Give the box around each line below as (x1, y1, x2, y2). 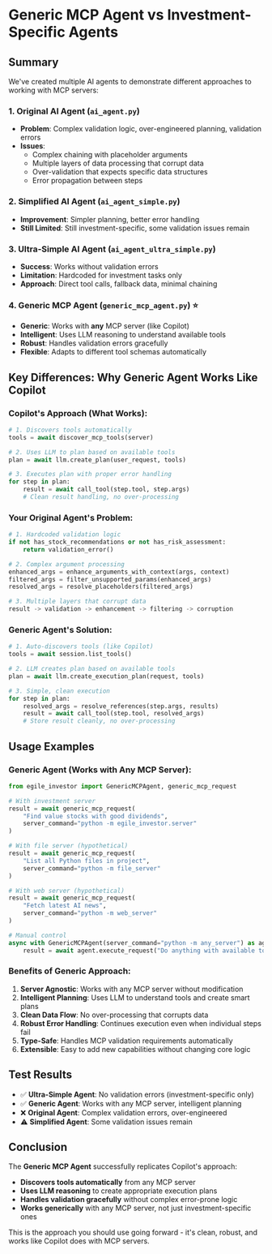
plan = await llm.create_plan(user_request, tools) (8, 456, 186, 464)
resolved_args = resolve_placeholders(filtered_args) (8, 582, 194, 591)
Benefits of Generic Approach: (8, 965, 131, 977)
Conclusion (8, 1140, 68, 1154)
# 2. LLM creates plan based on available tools (8, 665, 176, 673)
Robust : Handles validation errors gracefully (19, 338, 168, 348)
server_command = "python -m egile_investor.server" (23, 819, 198, 828)
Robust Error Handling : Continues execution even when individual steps (19, 1018, 261, 1028)
